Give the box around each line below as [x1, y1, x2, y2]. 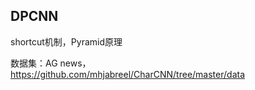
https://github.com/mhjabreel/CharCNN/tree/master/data [10, 68, 246, 80]
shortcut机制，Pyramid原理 [10, 35, 123, 48]
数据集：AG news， [10, 57, 92, 69]
